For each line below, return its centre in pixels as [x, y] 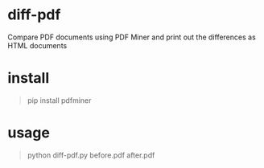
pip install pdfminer [59, 100]
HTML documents [37, 45]
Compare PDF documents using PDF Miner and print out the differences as [132, 37]
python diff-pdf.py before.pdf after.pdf [91, 155]
